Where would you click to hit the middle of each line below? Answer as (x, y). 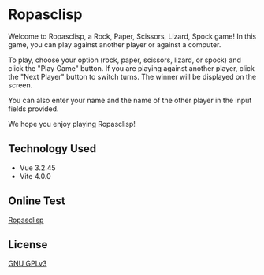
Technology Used (52, 149)
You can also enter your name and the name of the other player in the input (130, 100)
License (28, 245)
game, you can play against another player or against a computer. (115, 44)
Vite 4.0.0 (35, 176)
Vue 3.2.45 (38, 168)
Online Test (37, 201)
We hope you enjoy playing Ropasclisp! (72, 124)
